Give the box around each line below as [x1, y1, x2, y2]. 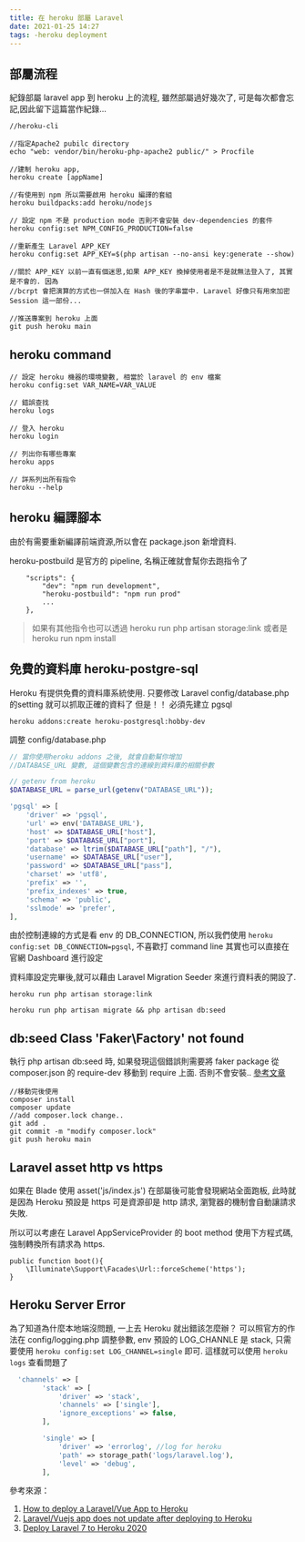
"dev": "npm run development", [42, 581, 161, 590]
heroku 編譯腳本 [9, 510, 102, 526]
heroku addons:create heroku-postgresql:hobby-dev [9, 717, 206, 726]
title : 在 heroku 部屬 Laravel [9, 13, 125, 23]
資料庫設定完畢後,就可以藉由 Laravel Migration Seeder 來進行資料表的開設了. [9, 972, 297, 983]
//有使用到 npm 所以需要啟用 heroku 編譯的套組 [9, 190, 173, 200]
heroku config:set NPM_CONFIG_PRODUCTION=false [9, 224, 194, 233]
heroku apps [9, 457, 55, 466]
